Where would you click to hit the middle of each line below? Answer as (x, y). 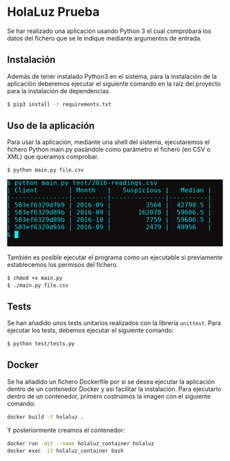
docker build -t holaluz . (46, 417)
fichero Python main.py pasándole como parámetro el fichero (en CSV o (109, 150)
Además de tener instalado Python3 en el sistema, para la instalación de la (112, 76)
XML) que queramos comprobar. (53, 157)
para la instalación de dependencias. (59, 91)
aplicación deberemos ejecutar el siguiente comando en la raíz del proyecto (114, 84)
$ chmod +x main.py (35, 278)
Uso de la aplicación (51, 126)
